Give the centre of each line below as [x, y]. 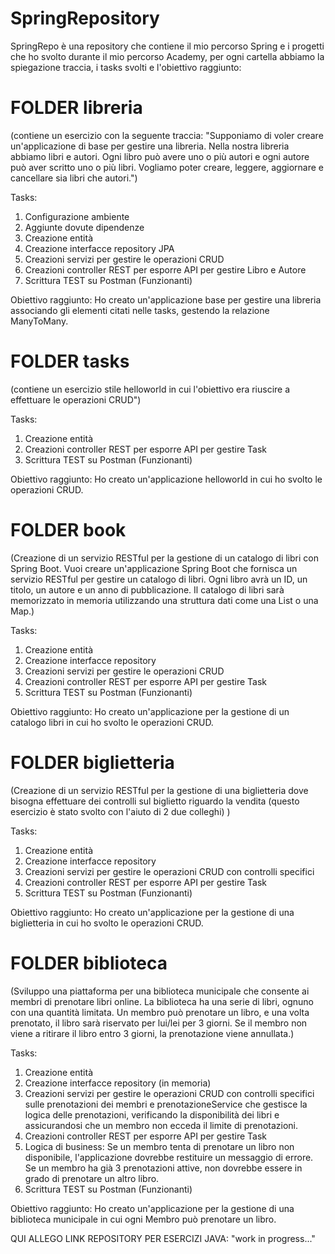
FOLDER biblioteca [89, 963]
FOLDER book [68, 530]
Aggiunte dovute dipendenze [84, 227]
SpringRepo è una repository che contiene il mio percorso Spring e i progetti [167, 46]
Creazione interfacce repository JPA [99, 248]
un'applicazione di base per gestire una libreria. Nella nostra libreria [150, 146]
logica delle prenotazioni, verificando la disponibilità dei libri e [152, 1114]
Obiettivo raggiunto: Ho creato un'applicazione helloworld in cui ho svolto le [166, 479]
